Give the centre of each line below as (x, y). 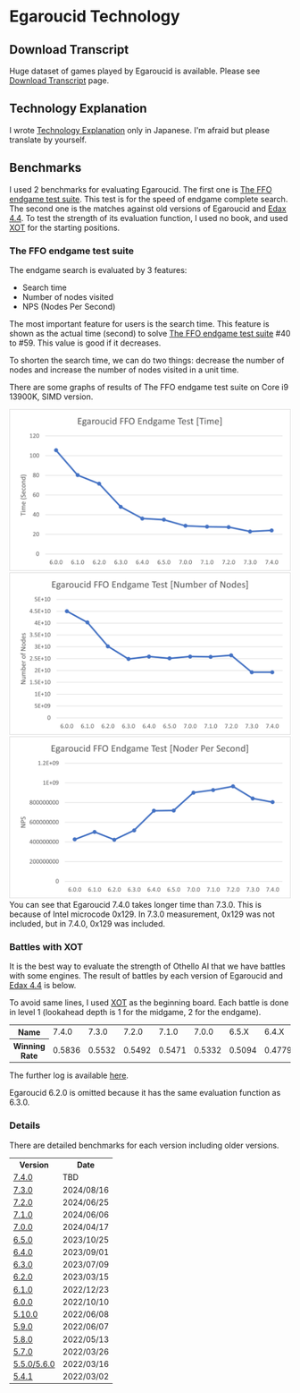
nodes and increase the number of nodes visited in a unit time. (124, 370)
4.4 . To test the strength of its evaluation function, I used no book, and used (149, 218)
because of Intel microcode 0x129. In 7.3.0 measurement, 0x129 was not (142, 914)
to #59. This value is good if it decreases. (85, 343)
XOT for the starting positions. (65, 227)
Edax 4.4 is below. (43, 986)
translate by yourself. (48, 140)
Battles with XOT (46, 947)
